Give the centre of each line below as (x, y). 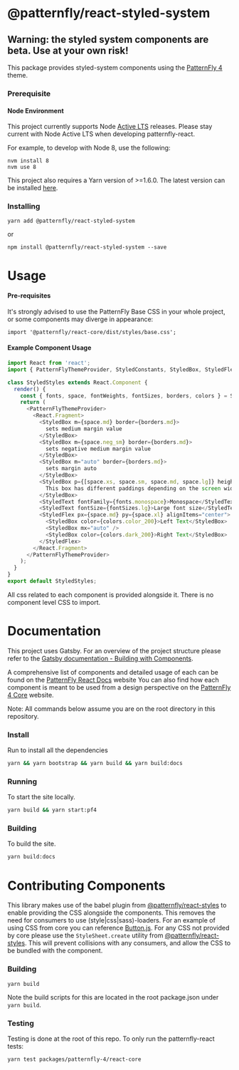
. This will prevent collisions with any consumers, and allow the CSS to (128, 943)
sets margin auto (71, 469)
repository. (23, 716)
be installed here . (33, 188)
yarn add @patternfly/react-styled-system (71, 221)
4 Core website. (31, 695)
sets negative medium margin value (98, 449)
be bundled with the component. (55, 951)
